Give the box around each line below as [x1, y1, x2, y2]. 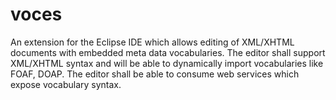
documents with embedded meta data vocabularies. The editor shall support [10, 46, 326, 58]
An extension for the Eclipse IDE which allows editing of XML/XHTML [10, 36, 295, 48]
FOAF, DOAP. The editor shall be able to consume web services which [10, 68, 300, 80]
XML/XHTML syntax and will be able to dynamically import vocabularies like [10, 57, 324, 69]
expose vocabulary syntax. [10, 78, 122, 90]
